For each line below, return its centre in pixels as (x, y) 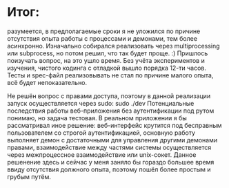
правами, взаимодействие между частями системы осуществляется (109, 147)
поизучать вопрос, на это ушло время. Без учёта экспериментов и (106, 60)
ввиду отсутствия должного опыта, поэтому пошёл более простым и (109, 169)
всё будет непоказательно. (47, 82)
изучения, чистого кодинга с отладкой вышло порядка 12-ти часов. (107, 68)
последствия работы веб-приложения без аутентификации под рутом (111, 111)
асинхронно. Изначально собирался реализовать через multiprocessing (113, 46)
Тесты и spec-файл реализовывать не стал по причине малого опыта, (110, 75)
